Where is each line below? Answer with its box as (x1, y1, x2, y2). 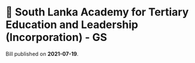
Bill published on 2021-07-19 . (5, 50, 79, 57)
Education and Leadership (5, 18, 138, 31)
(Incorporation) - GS (5, 31, 107, 44)
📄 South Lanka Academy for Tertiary (5, 5, 189, 19)
